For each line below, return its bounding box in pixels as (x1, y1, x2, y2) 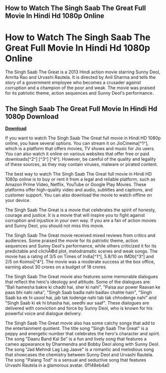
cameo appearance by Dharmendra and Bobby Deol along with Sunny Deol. (5, 341, 160, 347)
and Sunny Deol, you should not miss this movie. (5, 223, 105, 229)
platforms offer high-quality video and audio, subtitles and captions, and (5, 187, 153, 193)
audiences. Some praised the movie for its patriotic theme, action (5, 238, 139, 244)
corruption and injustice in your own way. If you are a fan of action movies (5, 218, 157, 224)
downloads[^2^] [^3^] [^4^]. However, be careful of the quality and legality (5, 156, 156, 162)
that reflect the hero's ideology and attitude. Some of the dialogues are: (5, 279, 151, 285)
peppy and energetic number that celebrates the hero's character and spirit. (5, 331, 161, 337)
